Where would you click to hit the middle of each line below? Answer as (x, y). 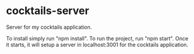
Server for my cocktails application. (49, 27)
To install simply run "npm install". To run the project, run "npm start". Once (97, 38)
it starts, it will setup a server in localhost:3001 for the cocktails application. (97, 45)
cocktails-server (48, 11)
